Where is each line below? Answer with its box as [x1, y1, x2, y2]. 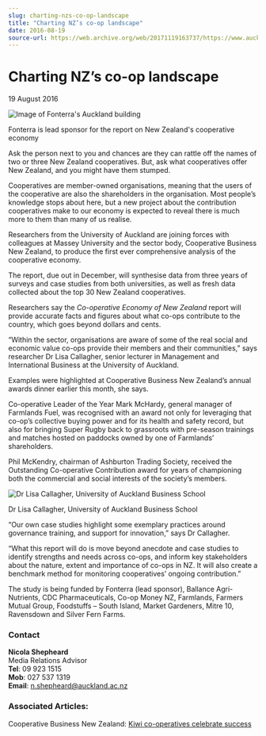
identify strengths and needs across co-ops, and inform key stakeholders [8, 552, 248, 562]
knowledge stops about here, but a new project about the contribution [8, 197, 237, 207]
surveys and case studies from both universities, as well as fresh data [8, 279, 236, 289]
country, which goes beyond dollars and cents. [8, 320, 161, 329]
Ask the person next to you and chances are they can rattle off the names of [8, 148, 257, 159]
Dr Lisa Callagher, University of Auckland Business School [8, 504, 198, 514]
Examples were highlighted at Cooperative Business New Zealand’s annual [8, 376, 252, 385]
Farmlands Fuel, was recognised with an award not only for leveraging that [8, 408, 252, 417]
